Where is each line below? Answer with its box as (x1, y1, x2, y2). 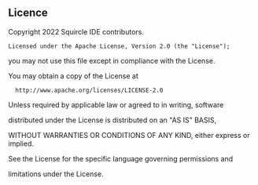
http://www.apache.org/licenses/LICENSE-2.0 (15, 86, 164, 94)
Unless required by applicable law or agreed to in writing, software (8, 100, 224, 109)
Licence (8, 6, 49, 20)
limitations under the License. (8, 169, 104, 179)
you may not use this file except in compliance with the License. (8, 56, 216, 65)
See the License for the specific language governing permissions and (8, 154, 234, 163)
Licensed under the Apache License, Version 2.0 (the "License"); (8, 42, 230, 50)
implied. (8, 139, 34, 148)
